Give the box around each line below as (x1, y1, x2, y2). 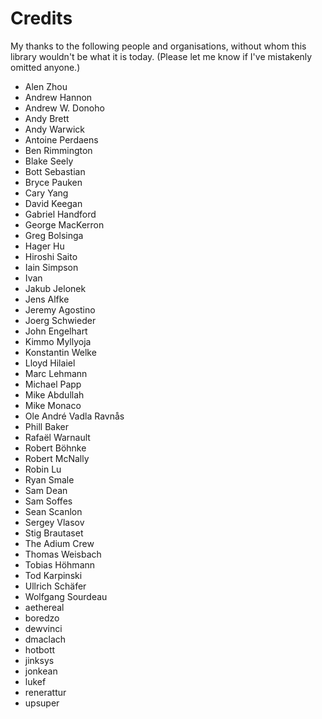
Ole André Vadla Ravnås (24, 410, 125, 422)
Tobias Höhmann (24, 558, 96, 571)
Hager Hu (24, 240, 65, 252)
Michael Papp (24, 378, 82, 390)
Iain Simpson (24, 261, 79, 273)
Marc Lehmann (24, 367, 88, 379)
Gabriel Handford (24, 208, 97, 220)
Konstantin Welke (24, 346, 97, 358)
